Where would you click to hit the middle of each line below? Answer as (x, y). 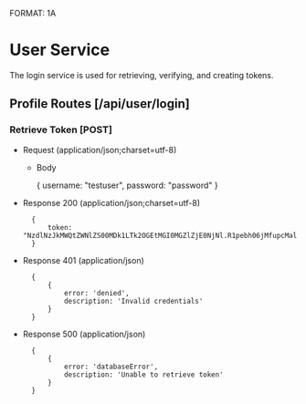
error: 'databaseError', (111, 367)
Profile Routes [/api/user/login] (100, 104)
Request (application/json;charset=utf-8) (100, 150)
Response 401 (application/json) (83, 260)
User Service (60, 50)
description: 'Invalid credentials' (133, 301)
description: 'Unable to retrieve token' (143, 374)
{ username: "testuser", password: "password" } (127, 185)
